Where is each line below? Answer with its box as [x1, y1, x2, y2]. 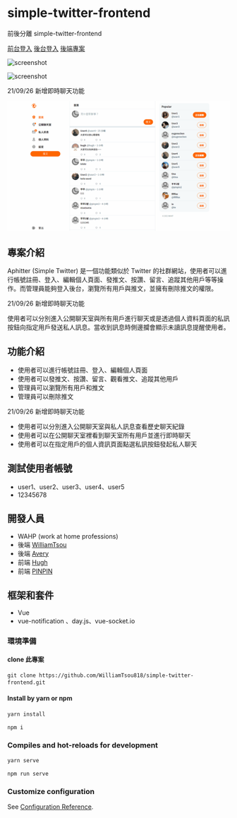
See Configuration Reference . [7, 802, 94, 811]
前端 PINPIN [17, 567, 53, 575]
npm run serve [7, 770, 49, 777]
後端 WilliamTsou [17, 540, 67, 548]
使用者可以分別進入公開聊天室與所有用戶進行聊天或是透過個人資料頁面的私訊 [7, 314, 230, 323]
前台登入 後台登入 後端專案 [7, 44, 85, 52]
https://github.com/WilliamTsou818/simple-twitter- [38, 672, 194, 679]
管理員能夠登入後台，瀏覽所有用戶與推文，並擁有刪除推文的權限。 [25, 284, 217, 293]
